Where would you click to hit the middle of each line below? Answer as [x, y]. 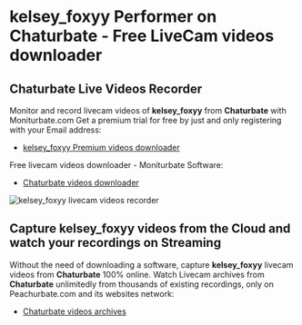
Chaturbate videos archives [75, 311]
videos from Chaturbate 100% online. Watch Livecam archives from [137, 274]
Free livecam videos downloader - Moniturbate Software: [116, 165]
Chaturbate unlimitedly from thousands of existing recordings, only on [142, 284]
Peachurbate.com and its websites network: [92, 293]
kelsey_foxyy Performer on [113, 17]
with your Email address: [55, 130]
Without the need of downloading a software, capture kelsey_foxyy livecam [151, 264]
